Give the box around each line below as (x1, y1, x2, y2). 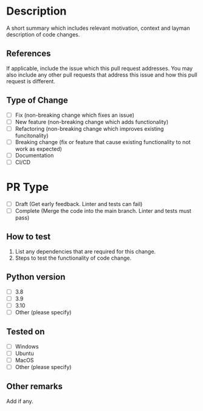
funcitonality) (15, 132, 49, 139)
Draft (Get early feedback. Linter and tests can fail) (15, 200, 143, 207)
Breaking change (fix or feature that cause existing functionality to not (15, 138, 191, 145)
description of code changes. (6, 30, 80, 38)
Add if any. (6, 397, 33, 405)
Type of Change (6, 95, 68, 106)
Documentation (15, 151, 54, 159)
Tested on (6, 326, 45, 337)
